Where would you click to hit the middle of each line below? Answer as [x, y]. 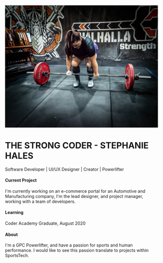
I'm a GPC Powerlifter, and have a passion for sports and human [69, 245]
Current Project [21, 181]
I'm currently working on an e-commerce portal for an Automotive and [75, 191]
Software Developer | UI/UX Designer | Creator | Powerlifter [65, 169]
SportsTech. [17, 256]
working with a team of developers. [41, 201]
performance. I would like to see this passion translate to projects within [77, 250]
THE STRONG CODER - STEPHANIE [77, 145]
